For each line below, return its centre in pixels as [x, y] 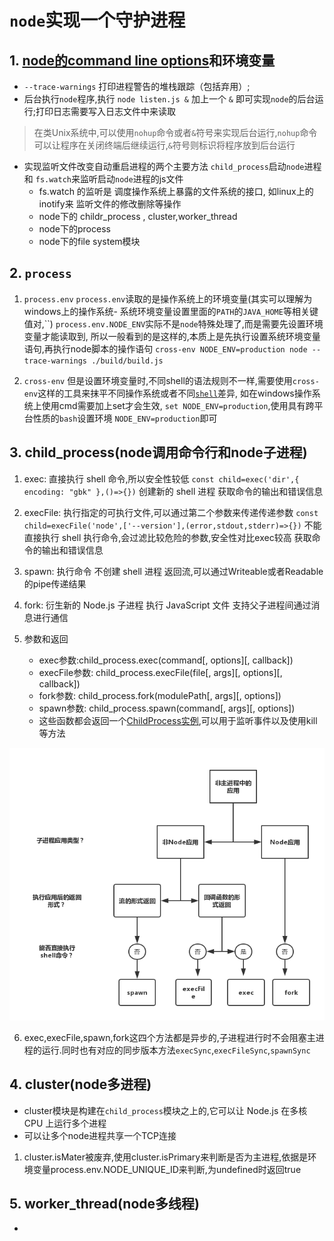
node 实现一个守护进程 [97, 20]
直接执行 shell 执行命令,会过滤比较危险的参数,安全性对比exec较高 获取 [167, 537]
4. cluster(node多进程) [80, 1084]
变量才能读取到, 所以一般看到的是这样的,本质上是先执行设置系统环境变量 [172, 336]
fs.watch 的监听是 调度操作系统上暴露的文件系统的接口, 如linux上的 [176, 191]
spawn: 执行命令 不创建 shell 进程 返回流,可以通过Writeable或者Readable [173, 571]
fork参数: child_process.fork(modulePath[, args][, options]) [160, 695]
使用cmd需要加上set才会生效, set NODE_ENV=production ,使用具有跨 [178, 405]
